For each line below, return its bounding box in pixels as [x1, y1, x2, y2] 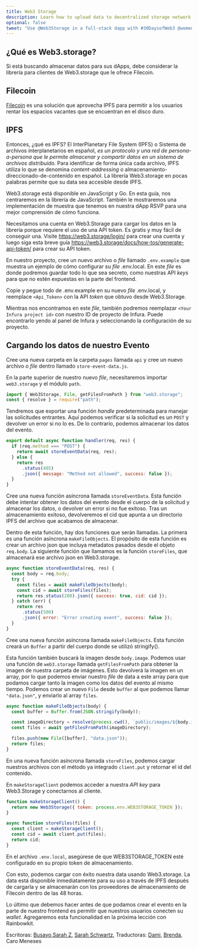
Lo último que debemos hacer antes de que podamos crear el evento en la [6, 901, 187, 908]
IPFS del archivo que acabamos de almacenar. [6, 518, 119, 525]
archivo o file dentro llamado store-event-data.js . [6, 362, 128, 369]
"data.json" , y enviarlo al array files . [6, 692, 98, 699]
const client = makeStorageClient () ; [11, 826, 104, 832]
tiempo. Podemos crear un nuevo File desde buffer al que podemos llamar [6, 685, 190, 692]
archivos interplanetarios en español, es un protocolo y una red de [6, 147, 168, 154]
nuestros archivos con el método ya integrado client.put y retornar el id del [6, 763, 192, 770]
